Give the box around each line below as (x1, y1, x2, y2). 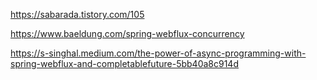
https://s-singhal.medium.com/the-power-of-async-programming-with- (10, 47, 307, 59)
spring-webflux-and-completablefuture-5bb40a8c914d (10, 58, 239, 69)
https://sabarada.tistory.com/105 (10, 9, 145, 20)
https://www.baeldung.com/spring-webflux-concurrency (10, 28, 245, 39)
